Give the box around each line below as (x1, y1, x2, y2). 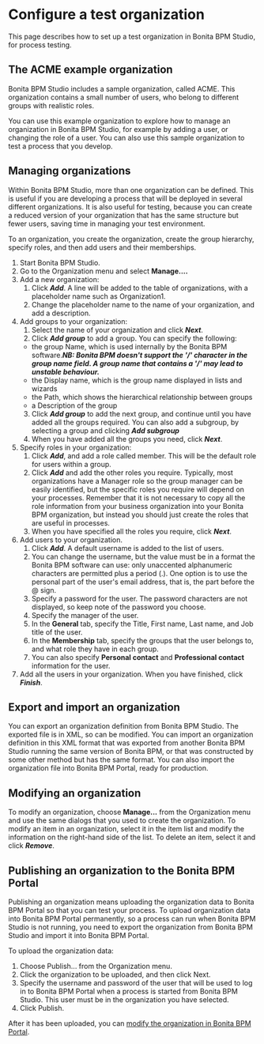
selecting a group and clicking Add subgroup (31, 425, 180, 435)
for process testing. (8, 40, 73, 49)
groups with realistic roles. (8, 100, 95, 110)
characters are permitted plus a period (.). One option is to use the (31, 568, 247, 578)
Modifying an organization (8, 786, 141, 800)
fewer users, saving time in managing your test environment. (8, 219, 206, 228)
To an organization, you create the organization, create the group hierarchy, (8, 234, 255, 243)
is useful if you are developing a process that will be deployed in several (8, 194, 243, 203)
